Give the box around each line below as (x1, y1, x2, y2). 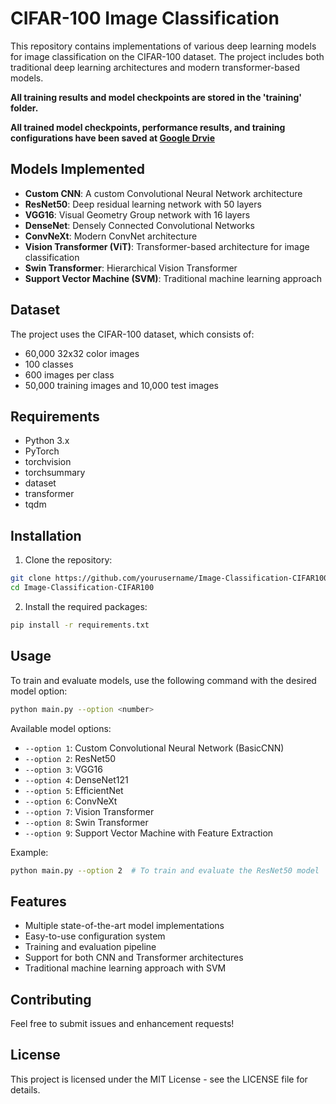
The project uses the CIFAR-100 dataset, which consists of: (10, 328, 255, 340)
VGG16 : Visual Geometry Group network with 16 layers (24, 208, 251, 221)
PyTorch (24, 445, 60, 457)
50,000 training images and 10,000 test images (24, 379, 219, 391)
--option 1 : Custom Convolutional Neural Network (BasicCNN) (24, 742, 285, 754)
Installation (10, 527, 82, 544)
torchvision (24, 456, 72, 468)
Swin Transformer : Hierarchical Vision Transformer (24, 262, 238, 274)
